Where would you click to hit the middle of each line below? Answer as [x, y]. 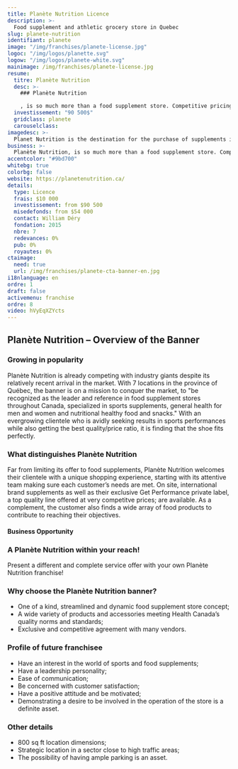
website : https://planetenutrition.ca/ [66, 178]
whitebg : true [28, 166]
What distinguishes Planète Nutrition [72, 454]
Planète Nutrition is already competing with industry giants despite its [109, 375]
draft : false [27, 291]
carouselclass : [36, 126]
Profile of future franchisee [55, 647]
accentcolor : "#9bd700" [42, 159]
